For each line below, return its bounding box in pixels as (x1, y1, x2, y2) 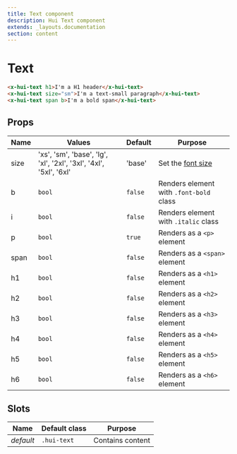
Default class (41, 424, 87, 434)
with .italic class (158, 216, 219, 226)
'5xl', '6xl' (37, 167, 71, 177)
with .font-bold (158, 187, 211, 197)
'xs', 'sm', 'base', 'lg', (37, 149, 108, 159)
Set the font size (158, 158, 213, 168)
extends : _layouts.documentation (7, 23, 106, 30)
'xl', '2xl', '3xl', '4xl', (37, 158, 104, 168)
